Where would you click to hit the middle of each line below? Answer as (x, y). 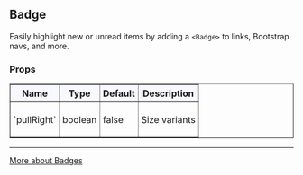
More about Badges (46, 161)
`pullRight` (35, 120)
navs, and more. (39, 46)
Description (168, 93)
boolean (80, 120)
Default (119, 93)
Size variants (168, 120)
